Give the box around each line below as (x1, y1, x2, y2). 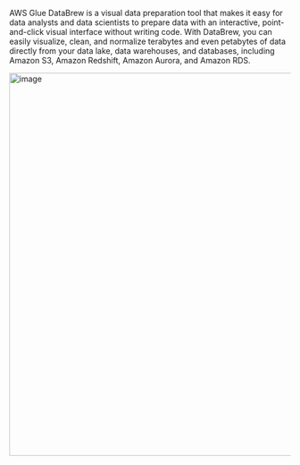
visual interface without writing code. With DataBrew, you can (46, 27, 272, 37)
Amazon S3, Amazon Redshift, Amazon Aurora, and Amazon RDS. (9, 55, 252, 65)
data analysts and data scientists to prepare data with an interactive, (9, 17, 261, 28)
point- (262, 17, 285, 28)
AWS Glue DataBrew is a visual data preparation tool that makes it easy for (9, 8, 283, 18)
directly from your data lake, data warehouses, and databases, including (9, 46, 275, 56)
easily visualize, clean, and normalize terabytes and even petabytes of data (9, 36, 287, 46)
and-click (9, 27, 45, 37)
